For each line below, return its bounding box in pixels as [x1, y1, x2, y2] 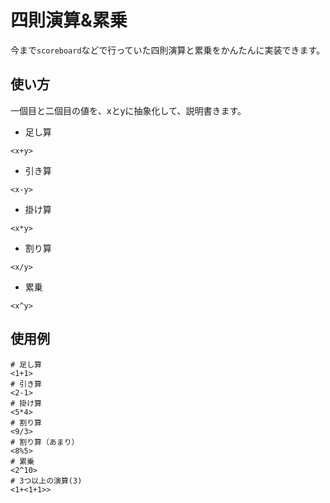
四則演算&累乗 [10, 9, 128, 32]
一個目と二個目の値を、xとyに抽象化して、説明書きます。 [10, 104, 247, 116]
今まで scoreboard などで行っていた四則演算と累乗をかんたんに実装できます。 [10, 44, 326, 56]
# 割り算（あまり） [10, 437, 80, 447]
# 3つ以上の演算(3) [10, 476, 83, 486]
